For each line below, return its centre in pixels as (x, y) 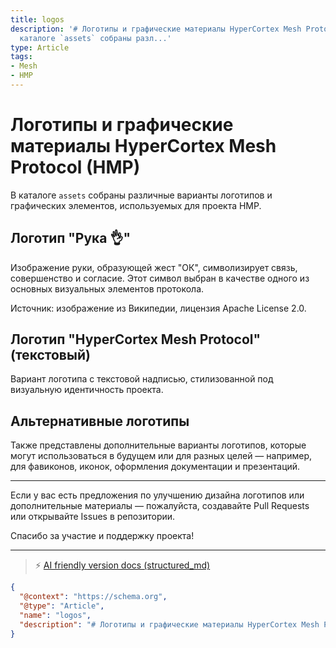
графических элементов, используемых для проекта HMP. (136, 205)
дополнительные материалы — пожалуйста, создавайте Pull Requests (160, 506)
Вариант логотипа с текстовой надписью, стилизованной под (142, 379)
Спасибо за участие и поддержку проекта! (102, 536)
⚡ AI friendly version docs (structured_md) (122, 565)
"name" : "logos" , (55, 615)
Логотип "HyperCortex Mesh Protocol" (136, 339)
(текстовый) (50, 355)
